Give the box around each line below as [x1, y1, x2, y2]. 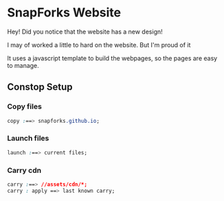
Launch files [7, 134, 49, 143]
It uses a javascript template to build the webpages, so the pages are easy [7, 54, 218, 62]
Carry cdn [7, 165, 42, 175]
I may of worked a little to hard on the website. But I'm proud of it [7, 40, 191, 49]
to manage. [7, 61, 39, 69]
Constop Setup [7, 81, 74, 93]
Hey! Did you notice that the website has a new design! [7, 27, 163, 36]
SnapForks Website [7, 5, 122, 21]
